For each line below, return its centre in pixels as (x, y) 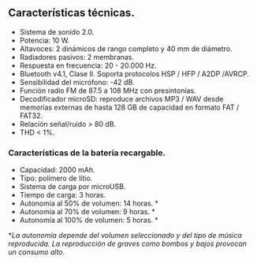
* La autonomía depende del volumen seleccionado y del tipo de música (125, 235)
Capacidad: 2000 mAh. (58, 170)
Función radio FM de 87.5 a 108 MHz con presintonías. (108, 91)
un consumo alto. (37, 252)
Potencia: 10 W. (45, 40)
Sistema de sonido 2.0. (57, 31)
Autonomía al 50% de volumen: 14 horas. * (89, 203)
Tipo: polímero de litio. (56, 178)
